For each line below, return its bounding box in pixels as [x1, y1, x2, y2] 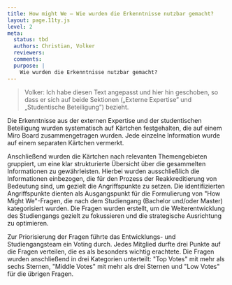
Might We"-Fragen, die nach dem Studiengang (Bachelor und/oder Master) [7, 196, 224, 205]
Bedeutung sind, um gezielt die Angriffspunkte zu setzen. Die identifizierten [7, 182, 225, 190]
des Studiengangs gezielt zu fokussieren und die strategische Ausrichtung [7, 211, 222, 220]
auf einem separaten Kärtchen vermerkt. [7, 138, 124, 147]
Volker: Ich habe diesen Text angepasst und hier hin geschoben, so [24, 88, 219, 96]
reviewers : [13, 50, 45, 57]
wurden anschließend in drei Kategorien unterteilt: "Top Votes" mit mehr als [7, 254, 225, 263]
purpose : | [13, 62, 45, 69]
